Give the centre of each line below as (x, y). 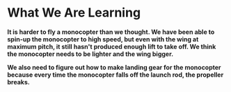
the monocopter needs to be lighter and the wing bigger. (90, 54)
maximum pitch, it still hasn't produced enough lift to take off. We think (112, 46)
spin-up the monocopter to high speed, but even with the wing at (103, 39)
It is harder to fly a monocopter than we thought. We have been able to (111, 32)
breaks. (18, 82)
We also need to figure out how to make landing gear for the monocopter (114, 67)
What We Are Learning (74, 13)
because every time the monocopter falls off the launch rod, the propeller (115, 75)
